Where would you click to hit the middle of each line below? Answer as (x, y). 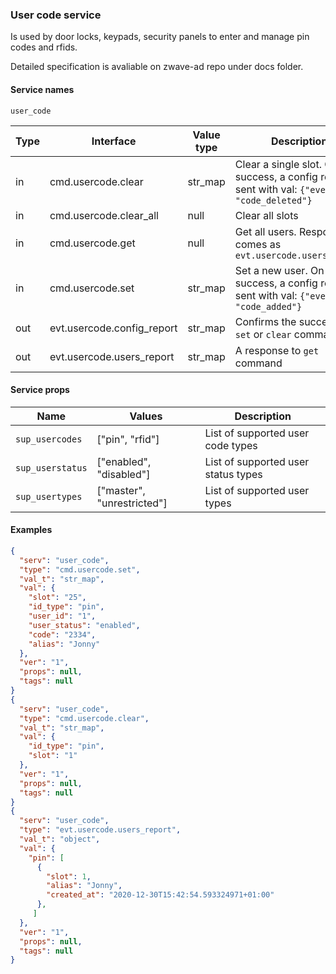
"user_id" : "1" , (62, 616)
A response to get (277, 350)
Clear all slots (266, 215)
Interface (114, 141)
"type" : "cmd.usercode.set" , (80, 569)
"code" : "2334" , (62, 634)
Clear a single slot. (278, 164)
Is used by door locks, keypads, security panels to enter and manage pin (160, 37)
